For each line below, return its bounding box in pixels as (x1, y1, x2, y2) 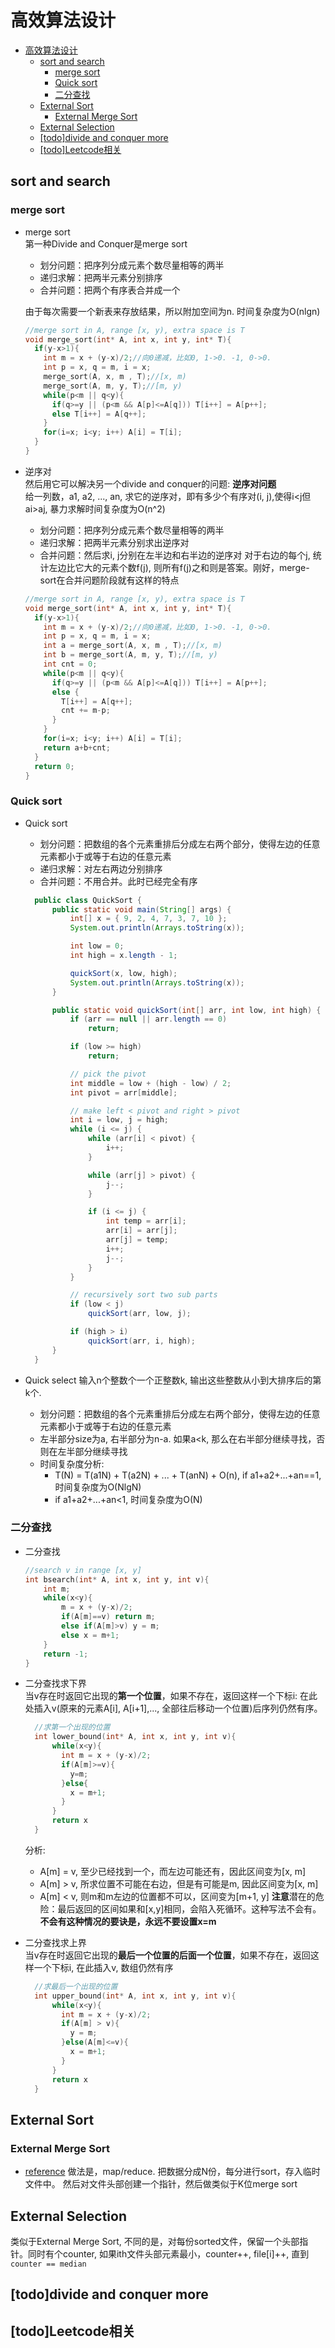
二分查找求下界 (24, 1677, 87, 1690)
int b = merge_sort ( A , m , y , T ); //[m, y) (43, 650, 218, 660)
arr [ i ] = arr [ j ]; (105, 1226, 178, 1236)
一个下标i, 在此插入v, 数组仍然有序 (33, 1961, 174, 1973)
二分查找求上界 (24, 1936, 87, 1948)
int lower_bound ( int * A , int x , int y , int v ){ (34, 1732, 237, 1742)
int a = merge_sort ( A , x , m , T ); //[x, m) (43, 641, 223, 651)
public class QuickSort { (34, 895, 142, 905)
